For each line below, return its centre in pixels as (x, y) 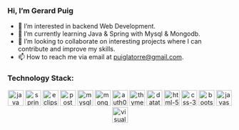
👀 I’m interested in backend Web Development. (86, 26)
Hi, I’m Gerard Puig (40, 11)
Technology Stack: (41, 79)
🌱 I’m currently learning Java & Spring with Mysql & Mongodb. (109, 34)
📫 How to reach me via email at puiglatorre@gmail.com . (101, 57)
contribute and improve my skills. (66, 49)
